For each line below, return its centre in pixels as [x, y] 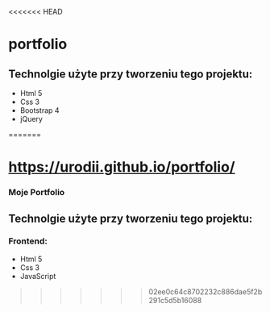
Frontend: [28, 241]
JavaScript [38, 276]
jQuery [31, 119]
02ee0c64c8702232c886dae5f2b [206, 291]
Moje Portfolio [37, 193]
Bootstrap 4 [39, 110]
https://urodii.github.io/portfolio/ [122, 167]
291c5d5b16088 [175, 300]
